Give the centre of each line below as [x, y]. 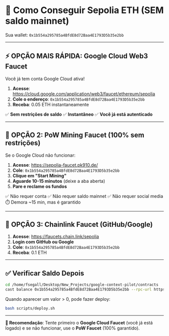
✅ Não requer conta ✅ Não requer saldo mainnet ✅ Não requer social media [84, 196]
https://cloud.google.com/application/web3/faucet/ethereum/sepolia [84, 94]
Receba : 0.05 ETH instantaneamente [51, 104]
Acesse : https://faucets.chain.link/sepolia [56, 237]
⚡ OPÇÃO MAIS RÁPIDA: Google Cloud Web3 [77, 56]
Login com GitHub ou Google [43, 242]
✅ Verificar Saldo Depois [45, 273]
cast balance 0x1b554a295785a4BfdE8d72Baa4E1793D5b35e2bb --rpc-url [78, 290]
